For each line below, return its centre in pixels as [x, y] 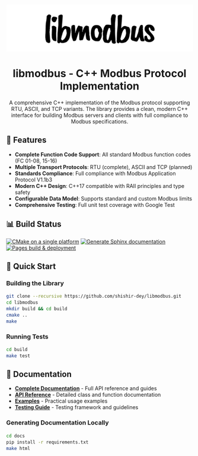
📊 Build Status [34, 224]
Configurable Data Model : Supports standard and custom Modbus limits [103, 198]
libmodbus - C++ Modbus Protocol [100, 74]
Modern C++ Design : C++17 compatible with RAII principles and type [100, 186]
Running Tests [27, 336]
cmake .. [17, 315]
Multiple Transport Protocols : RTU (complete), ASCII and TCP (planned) [103, 167]
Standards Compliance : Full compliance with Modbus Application [95, 173]
